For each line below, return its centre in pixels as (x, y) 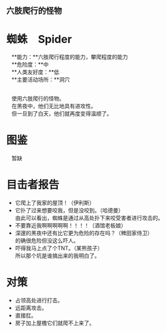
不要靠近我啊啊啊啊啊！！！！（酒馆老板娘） (71, 225)
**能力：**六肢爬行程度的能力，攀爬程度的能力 (70, 57)
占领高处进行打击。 (39, 300)
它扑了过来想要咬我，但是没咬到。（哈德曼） (69, 210)
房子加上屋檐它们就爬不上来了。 (55, 323)
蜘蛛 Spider (39, 39)
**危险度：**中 (30, 65)
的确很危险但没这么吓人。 (47, 240)
